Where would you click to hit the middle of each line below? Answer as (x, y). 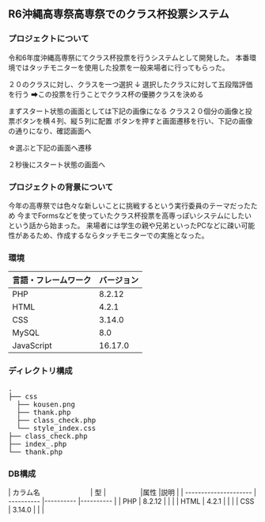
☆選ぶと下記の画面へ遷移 (50, 147)
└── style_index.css (56, 428)
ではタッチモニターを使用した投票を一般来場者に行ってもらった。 (122, 67)
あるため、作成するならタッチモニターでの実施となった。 (115, 235)
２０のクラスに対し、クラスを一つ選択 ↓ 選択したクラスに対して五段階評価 (131, 84)
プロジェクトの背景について (61, 187)
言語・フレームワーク (52, 280)
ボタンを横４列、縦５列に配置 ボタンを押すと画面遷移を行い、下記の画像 (134, 120)
